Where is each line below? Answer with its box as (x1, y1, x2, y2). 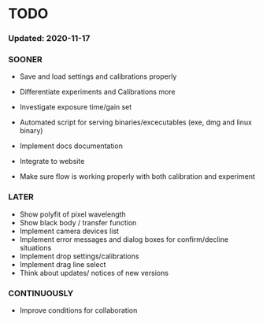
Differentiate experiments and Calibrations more (19, 87, 176, 97)
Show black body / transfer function (19, 217, 137, 227)
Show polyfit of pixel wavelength (19, 210, 126, 219)
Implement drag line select (19, 259, 106, 269)
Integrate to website (19, 157, 85, 166)
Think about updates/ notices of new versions (19, 268, 169, 277)
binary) (19, 126, 43, 136)
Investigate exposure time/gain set (19, 102, 132, 112)
